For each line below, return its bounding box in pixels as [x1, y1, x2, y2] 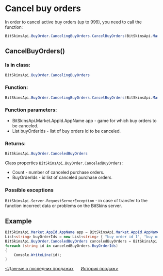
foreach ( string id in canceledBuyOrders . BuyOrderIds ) [5, 243, 118, 248]
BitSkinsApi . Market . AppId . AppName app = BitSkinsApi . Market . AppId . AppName [5, 230, 160, 235]
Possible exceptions [5, 187, 54, 193]
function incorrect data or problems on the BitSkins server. [5, 203, 122, 209]
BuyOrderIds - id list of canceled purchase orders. [12, 174, 113, 180]
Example [5, 217, 32, 225]
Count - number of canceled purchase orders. [12, 170, 104, 175]
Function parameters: [5, 106, 57, 113]
